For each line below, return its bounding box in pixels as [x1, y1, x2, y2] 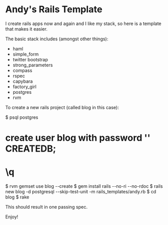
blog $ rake [5, 194, 30, 200]
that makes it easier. [5, 26, 47, 32]
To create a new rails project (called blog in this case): [5, 104, 119, 110]
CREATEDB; [5, 143, 56, 155]
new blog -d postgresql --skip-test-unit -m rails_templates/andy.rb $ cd [5, 189, 157, 195]
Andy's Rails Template [5, 4, 103, 15]
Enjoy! [5, 214, 19, 220]
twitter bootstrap [12, 56, 49, 62]
